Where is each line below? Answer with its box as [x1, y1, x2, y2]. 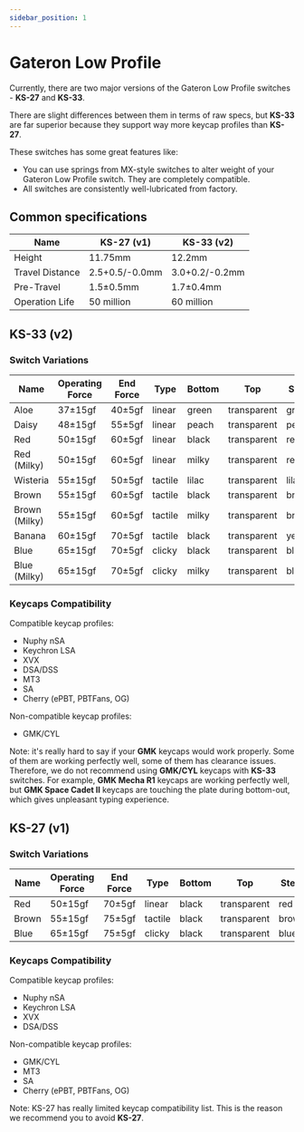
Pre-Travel [14, 281, 61, 294]
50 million [89, 295, 131, 308]
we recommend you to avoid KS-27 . [9, 1112, 145, 1124]
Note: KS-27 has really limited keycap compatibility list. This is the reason [9, 1103, 283, 1114]
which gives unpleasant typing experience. [9, 794, 170, 805]
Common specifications [9, 209, 147, 225]
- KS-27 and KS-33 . [9, 92, 85, 102]
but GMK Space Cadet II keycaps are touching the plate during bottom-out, [9, 785, 290, 796]
